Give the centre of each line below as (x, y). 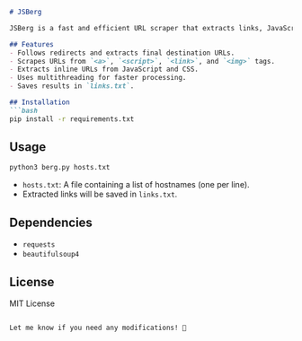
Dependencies (51, 222)
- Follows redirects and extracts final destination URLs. (122, 53)
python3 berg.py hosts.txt (60, 168)
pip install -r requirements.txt (72, 119)
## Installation (40, 102)
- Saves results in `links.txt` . (72, 86)
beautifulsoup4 (51, 255)
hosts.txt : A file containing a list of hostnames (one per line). (136, 185)
